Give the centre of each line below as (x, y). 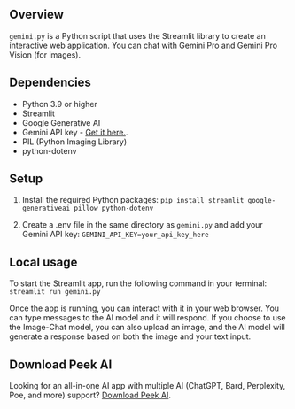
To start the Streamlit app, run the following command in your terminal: (138, 283)
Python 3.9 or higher (59, 104)
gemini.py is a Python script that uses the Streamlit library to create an (137, 35)
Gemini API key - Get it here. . (75, 132)
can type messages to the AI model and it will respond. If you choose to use (147, 318)
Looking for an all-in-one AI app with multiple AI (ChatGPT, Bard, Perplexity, (147, 386)
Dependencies (50, 83)
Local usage (43, 262)
